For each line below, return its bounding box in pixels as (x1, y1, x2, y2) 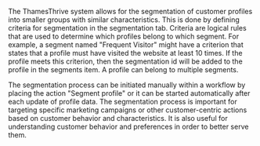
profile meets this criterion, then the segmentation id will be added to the (8, 57, 243, 66)
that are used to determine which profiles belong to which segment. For (8, 31, 240, 41)
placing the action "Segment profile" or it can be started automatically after (8, 89, 251, 97)
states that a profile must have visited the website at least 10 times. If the (8, 49, 243, 57)
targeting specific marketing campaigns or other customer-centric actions (8, 105, 247, 115)
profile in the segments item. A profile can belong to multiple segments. (8, 65, 239, 74)
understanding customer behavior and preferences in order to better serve (8, 122, 249, 131)
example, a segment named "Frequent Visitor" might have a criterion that (8, 40, 244, 49)
